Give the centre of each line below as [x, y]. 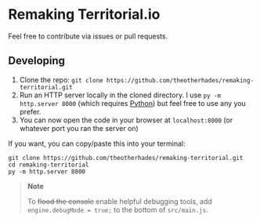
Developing [36, 61]
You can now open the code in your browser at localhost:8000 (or [126, 120]
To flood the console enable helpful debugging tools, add [120, 201]
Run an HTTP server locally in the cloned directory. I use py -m [120, 95]
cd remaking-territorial [49, 165]
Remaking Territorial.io [84, 15]
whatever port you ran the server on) [79, 128]
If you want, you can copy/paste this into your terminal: [97, 144]
